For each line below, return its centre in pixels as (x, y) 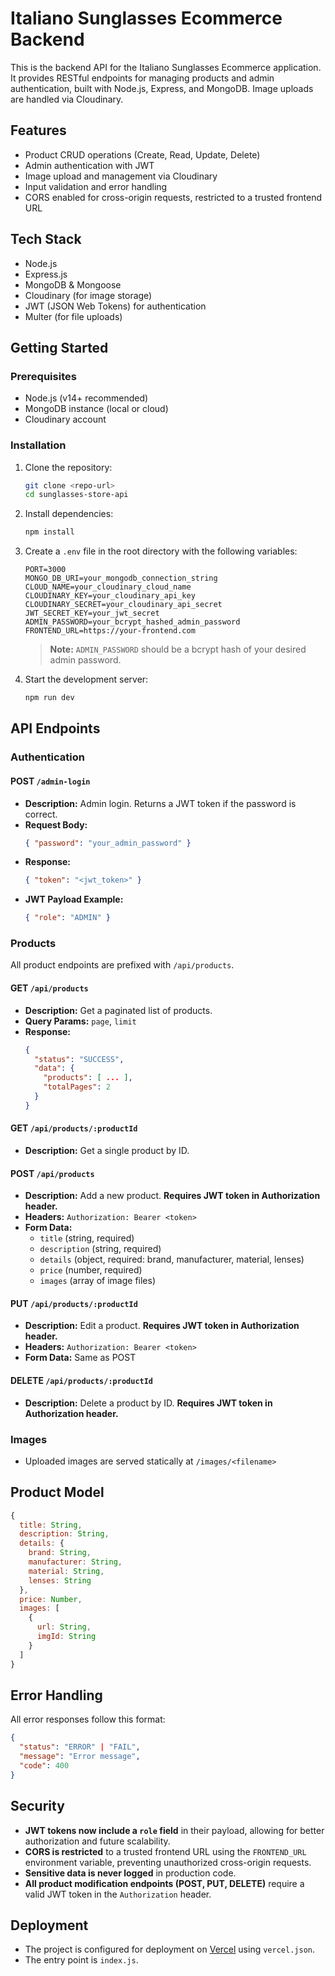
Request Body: (56, 824)
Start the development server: (86, 679)
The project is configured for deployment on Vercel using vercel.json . (169, 1949)
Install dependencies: (69, 514)
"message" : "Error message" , (80, 1757)
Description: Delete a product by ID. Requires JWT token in (148, 1403)
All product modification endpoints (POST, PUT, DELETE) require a (164, 1883)
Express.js (46, 274)
